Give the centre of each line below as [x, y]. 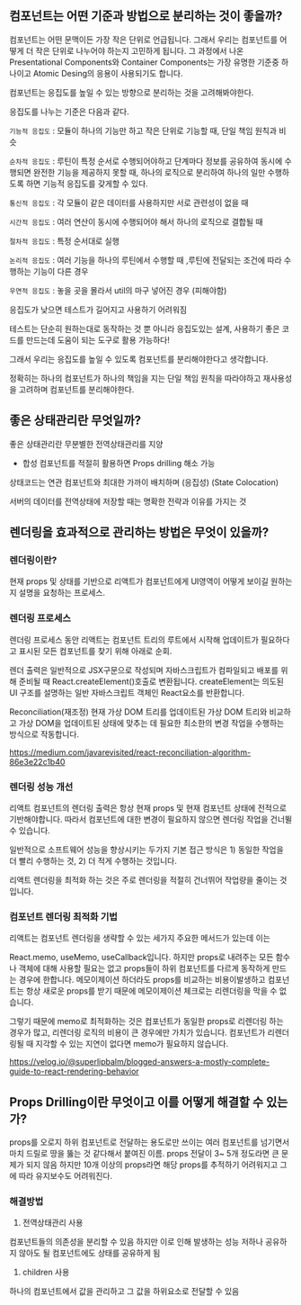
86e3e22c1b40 [37, 761]
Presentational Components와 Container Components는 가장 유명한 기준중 [145, 62]
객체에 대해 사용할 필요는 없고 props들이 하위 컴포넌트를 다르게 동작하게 [144, 968]
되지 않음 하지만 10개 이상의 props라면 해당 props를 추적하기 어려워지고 [152, 1165]
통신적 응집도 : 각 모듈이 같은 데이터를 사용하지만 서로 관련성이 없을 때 [129, 202]
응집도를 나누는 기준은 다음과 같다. [69, 112]
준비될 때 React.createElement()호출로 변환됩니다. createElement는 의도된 [151, 681]
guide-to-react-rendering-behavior [74, 1071]
